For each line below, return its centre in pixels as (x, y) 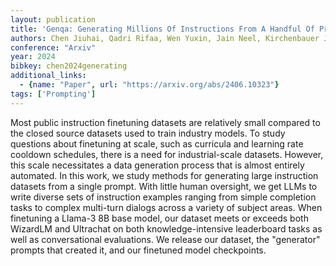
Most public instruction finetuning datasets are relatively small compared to (165, 122)
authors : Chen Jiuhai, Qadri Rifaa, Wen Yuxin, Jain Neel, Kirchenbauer (165, 38)
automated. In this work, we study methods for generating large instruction (164, 175)
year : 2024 (33, 57)
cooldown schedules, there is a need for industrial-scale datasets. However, (167, 154)
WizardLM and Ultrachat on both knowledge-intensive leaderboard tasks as (166, 228)
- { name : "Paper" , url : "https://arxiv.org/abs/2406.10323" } (149, 85)
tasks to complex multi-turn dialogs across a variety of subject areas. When (166, 207)
